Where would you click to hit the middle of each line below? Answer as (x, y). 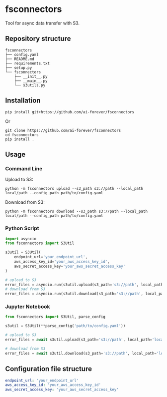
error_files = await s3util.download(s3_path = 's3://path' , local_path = (81, 353)
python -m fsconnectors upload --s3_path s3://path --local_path (74, 189)
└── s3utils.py (30, 85)
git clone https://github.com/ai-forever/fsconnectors (63, 130)
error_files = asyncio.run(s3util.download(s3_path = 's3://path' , (74, 294)
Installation (23, 101)
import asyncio (21, 239)
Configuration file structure (48, 369)
